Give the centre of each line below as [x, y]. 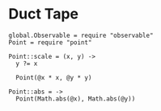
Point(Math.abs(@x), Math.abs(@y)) [76, 99]
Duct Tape [44, 14]
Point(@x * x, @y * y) [54, 77]
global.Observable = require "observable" [81, 35]
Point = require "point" [50, 42]
